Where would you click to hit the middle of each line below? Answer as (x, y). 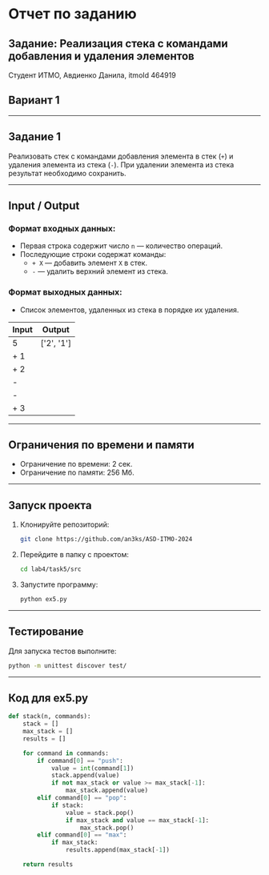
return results (48, 865)
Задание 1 (35, 137)
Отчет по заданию (72, 14)
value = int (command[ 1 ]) (92, 768)
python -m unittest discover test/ (68, 665)
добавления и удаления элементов (101, 56)
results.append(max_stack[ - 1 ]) (118, 850)
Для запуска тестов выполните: (62, 651)
